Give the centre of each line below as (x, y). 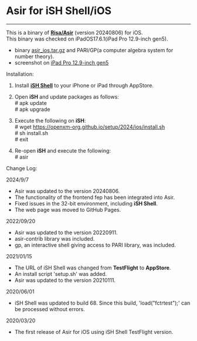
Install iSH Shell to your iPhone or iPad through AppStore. (84, 85)
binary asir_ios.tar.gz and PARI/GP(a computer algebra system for (94, 50)
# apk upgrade (32, 109)
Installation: (20, 74)
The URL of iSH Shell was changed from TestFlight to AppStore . (93, 268)
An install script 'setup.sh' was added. (61, 274)
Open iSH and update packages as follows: (67, 97)
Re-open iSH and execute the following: (63, 150)
